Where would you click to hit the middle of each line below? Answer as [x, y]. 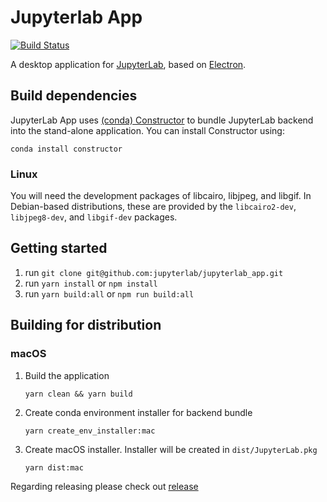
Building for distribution [86, 325]
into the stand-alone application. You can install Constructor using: [147, 130]
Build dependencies [74, 96]
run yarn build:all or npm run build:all [109, 293]
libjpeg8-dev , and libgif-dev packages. [94, 217]
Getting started [59, 248]
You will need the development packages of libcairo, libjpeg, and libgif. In [161, 196]
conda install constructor [66, 149]
